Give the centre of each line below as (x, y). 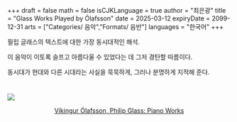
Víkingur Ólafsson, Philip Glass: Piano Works (119, 111)
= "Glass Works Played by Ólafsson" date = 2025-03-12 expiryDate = (109, 18)
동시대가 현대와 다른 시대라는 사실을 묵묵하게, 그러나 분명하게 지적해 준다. (109, 72)
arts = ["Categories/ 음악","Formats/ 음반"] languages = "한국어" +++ (124, 27)
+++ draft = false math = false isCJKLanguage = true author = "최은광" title (117, 10)
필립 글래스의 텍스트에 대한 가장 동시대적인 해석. (74, 42)
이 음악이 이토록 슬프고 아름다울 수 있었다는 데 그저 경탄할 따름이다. (100, 57)
